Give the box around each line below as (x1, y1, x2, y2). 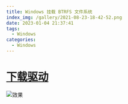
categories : (6, 37, 36, 43)
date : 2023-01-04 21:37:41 (6, 20, 74, 26)
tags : (6, 25, 20, 32)
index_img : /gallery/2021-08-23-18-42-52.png (6, 14, 122, 20)
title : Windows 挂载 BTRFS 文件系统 (6, 8, 93, 15)
